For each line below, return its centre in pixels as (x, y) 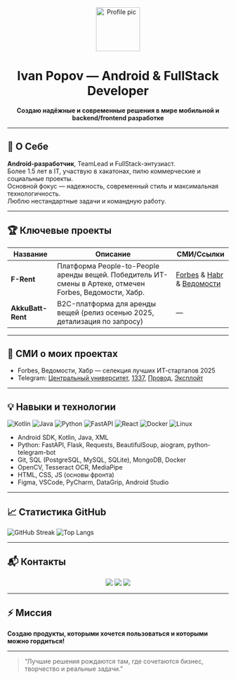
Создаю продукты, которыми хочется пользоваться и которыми (108, 634)
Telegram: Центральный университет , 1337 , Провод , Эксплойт (110, 378)
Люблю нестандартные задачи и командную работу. (87, 201)
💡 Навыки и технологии (61, 407)
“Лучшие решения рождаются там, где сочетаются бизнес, (114, 661)
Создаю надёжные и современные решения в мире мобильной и (118, 110)
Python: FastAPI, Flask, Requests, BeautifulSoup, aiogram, (101, 445)
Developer (118, 91)
